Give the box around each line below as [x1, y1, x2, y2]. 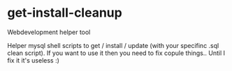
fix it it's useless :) [7, 56, 59, 64]
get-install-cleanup [7, 5, 122, 21]
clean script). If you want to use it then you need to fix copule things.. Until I [7, 49, 226, 57]
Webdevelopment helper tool [7, 28, 91, 36]
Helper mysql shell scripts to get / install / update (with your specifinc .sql [7, 41, 219, 49]
